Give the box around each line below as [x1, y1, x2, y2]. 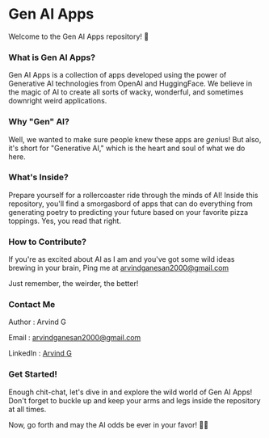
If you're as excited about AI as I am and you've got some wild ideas [8, 255, 235, 264]
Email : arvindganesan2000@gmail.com [8, 333, 141, 343]
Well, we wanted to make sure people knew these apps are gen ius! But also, [8, 134, 262, 144]
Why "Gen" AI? [8, 116, 70, 128]
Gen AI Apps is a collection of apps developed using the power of [8, 70, 227, 80]
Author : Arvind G [8, 317, 67, 327]
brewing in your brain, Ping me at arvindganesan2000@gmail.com [8, 263, 229, 273]
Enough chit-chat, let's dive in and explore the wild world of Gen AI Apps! [8, 387, 253, 397]
